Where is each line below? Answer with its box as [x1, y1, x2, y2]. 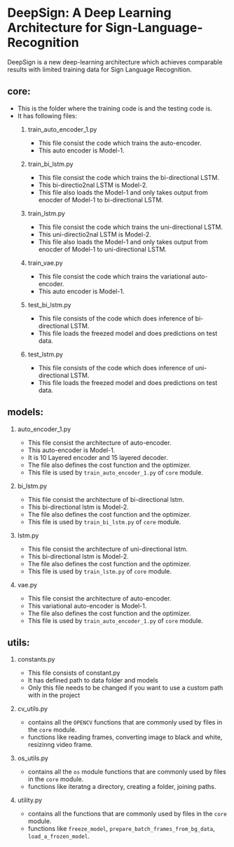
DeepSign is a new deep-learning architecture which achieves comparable [7, 57, 223, 66]
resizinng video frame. [27, 741, 93, 749]
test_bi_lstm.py [27, 300, 71, 309]
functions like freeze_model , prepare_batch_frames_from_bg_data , [27, 825, 215, 833]
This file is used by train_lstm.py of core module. [27, 567, 172, 575]
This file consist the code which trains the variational [38, 272, 191, 281]
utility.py [17, 796, 43, 804]
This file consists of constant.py [27, 668, 121, 677]
